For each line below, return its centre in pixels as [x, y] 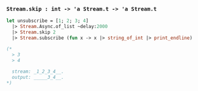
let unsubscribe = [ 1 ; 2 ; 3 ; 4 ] [47, 21]
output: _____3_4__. [38, 78]
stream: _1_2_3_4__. [38, 72]
